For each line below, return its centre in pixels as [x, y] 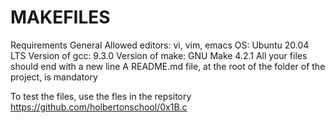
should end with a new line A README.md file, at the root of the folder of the [168, 66]
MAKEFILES [60, 17]
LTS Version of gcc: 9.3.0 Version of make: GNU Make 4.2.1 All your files [159, 55]
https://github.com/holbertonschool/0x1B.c [99, 107]
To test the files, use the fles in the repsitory [101, 96]
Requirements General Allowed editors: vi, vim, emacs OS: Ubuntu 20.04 [160, 45]
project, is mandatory [54, 77]
